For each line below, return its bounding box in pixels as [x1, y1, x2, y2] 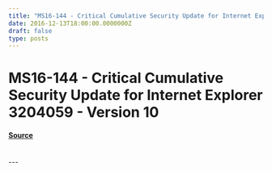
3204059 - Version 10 [8, 103, 159, 122]
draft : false [8, 27, 53, 35]
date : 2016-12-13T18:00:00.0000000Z [8, 19, 132, 27]
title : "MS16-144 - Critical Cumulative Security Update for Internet [8, 11, 252, 20]
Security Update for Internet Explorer [8, 86, 263, 105]
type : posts [8, 34, 49, 43]
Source [8, 131, 34, 140]
